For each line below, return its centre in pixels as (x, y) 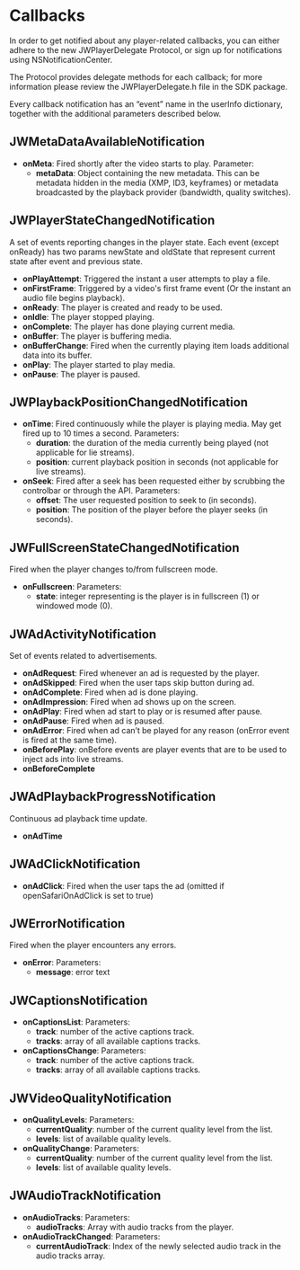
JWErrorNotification (67, 924)
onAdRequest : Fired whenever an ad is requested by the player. (141, 673)
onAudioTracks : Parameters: (76, 1217)
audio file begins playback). (74, 298)
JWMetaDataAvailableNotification (107, 142)
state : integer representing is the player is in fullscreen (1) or (148, 596)
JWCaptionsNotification (79, 1000)
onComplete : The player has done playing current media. (128, 326)
